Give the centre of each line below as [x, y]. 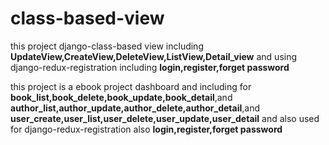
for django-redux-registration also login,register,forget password [146, 129]
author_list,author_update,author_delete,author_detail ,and [135, 108]
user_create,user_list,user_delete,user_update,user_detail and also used [165, 118]
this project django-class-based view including [107, 46]
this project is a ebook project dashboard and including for [131, 86]
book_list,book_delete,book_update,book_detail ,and [121, 97]
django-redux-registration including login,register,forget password [150, 67]
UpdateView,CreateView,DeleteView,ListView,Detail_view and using [154, 56]
